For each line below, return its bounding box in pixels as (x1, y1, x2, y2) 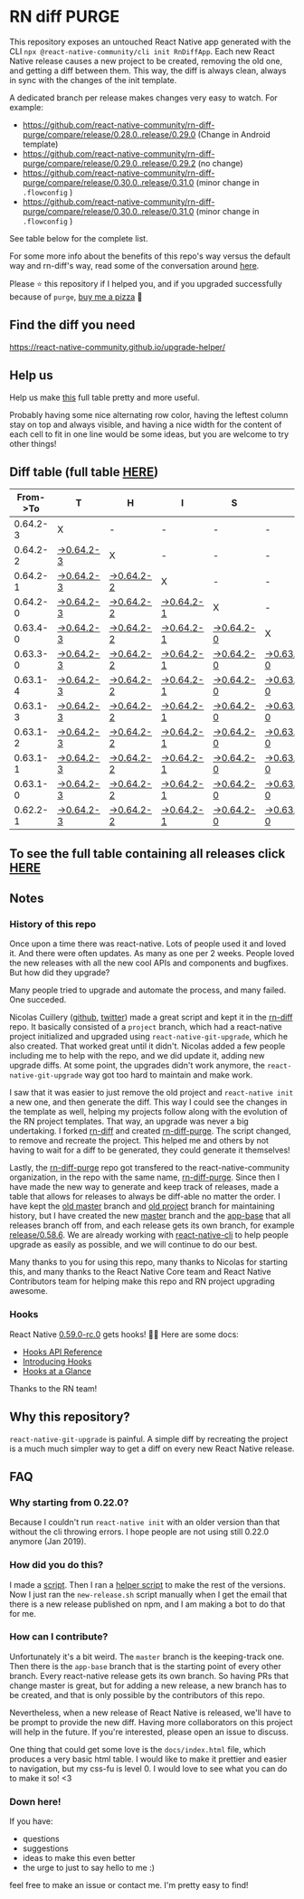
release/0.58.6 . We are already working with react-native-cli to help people (9, 1230, 290, 1240)
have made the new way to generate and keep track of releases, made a (9, 1182, 279, 1192)
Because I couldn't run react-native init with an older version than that (9, 1517, 280, 1528)
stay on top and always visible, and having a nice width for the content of (9, 419, 282, 430)
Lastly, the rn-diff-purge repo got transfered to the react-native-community (9, 1163, 290, 1173)
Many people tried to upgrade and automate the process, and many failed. (9, 984, 287, 996)
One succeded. (9, 994, 67, 1005)
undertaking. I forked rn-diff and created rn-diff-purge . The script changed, (9, 1125, 291, 1136)
